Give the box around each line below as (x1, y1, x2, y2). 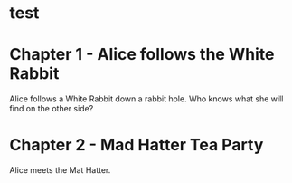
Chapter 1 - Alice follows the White (9, 44, 275, 65)
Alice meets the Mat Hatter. (9, 165, 111, 176)
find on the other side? (9, 103, 94, 114)
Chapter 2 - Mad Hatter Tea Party (9, 135, 264, 156)
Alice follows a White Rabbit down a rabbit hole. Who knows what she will (9, 93, 284, 104)
